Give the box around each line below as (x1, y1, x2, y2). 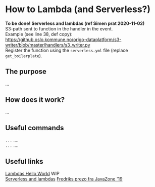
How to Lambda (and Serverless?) (5, 4, 150, 15)
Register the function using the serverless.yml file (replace (5, 47, 128, 53)
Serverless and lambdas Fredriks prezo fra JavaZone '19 (5, 176, 123, 182)
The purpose (5, 67, 46, 76)
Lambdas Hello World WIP (5, 171, 60, 177)
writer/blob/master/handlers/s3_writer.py (5, 42, 90, 48)
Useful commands (5, 123, 64, 132)
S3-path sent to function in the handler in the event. (5, 25, 113, 31)
